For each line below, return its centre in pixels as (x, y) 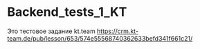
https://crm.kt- (118, 31)
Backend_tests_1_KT (67, 12)
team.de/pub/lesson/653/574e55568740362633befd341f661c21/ (100, 38)
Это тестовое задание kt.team (51, 31)
